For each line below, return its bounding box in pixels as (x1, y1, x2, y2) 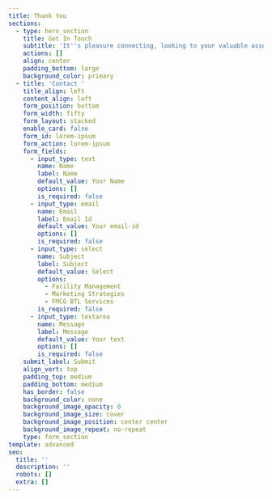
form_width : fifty (23, 110, 85, 118)
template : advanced (8, 440, 74, 449)
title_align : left (23, 87, 85, 95)
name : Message (37, 320, 85, 328)
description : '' (15, 463, 70, 472)
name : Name (37, 163, 74, 171)
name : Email (37, 207, 79, 215)
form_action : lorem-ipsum (23, 139, 111, 148)
